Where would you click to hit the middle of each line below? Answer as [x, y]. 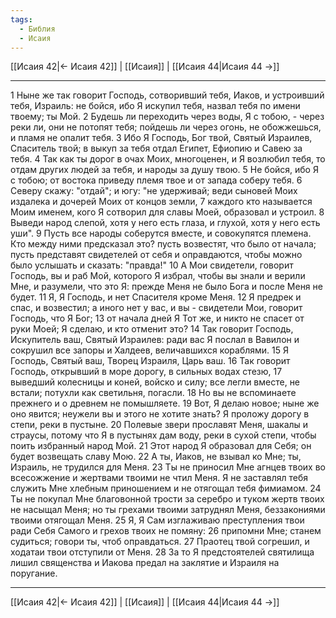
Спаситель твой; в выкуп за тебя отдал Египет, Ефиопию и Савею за [156, 148]
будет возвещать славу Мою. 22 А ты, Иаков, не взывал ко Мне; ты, [156, 457]
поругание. [34, 573]
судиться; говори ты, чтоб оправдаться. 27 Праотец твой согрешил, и [160, 542]
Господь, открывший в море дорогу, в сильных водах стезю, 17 [146, 372]
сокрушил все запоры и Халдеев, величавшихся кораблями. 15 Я [150, 350]
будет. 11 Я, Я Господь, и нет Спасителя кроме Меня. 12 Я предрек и [156, 297]
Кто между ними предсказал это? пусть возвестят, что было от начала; [163, 244]
